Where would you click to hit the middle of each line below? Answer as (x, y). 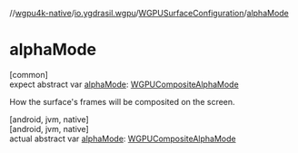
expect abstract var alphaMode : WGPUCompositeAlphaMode (124, 84)
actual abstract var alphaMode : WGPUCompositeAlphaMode (123, 139)
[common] (29, 74)
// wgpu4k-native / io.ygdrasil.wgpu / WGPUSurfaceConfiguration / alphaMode (149, 13)
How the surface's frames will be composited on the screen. (122, 101)
